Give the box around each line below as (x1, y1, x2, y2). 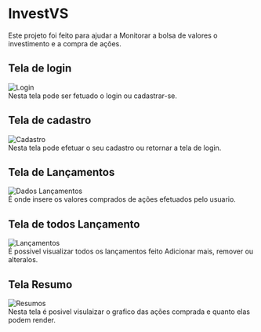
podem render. (8, 316, 56, 324)
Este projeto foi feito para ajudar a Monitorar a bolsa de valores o (8, 31, 218, 40)
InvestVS (8, 5, 69, 23)
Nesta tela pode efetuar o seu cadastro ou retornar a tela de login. (8, 143, 222, 152)
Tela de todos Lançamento (8, 217, 140, 231)
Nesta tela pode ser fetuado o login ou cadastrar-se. (8, 91, 178, 100)
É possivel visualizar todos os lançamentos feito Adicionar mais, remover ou (8, 246, 254, 256)
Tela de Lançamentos (8, 166, 115, 179)
